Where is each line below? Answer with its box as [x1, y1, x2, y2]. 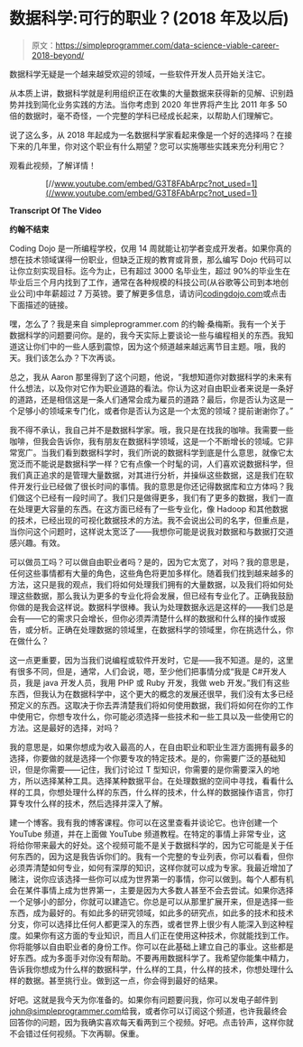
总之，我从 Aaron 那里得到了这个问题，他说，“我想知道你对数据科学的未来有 [9, 371, 293, 382]
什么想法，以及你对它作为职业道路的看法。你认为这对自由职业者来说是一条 [9, 383, 286, 394]
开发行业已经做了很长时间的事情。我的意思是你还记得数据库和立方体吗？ [16, 480, 286, 492]
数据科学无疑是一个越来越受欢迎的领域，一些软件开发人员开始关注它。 [9, 69, 271, 79]
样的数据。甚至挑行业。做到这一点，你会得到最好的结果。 [9, 975, 223, 986]
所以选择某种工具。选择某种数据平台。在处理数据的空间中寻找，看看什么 [24, 775, 294, 786]
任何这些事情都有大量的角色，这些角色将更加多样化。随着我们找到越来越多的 [9, 568, 294, 579]
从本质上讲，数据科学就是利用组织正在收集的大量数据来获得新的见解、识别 [9, 88, 286, 98]
